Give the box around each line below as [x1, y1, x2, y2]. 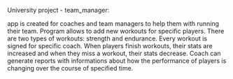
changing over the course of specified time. [7, 64, 134, 72]
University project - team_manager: [7, 6, 110, 14]
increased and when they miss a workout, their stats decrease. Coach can [7, 49, 221, 57]
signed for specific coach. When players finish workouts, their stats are [7, 42, 213, 50]
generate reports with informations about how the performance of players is [7, 57, 227, 65]
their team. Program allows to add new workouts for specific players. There [7, 27, 225, 35]
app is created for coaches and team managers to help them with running [7, 20, 219, 27]
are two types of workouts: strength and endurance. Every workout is [7, 34, 208, 43]
